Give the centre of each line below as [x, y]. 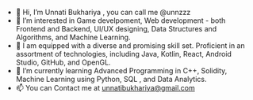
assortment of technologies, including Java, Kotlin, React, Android [124, 54]
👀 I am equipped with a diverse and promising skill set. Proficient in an [130, 46]
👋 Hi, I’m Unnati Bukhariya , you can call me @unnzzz [103, 12]
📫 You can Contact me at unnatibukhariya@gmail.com [105, 88]
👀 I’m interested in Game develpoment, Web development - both [121, 20]
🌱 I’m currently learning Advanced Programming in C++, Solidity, [121, 70]
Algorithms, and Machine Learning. [73, 37]
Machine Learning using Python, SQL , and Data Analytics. [111, 79]
